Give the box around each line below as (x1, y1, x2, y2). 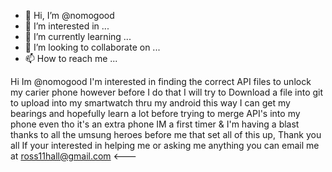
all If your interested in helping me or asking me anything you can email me (10, 140, 320, 151)
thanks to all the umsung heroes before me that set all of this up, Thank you (10, 129, 322, 140)
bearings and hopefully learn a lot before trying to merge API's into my (10, 108, 301, 119)
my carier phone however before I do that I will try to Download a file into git (10, 86, 324, 98)
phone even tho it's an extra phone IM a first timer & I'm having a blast (10, 118, 300, 130)
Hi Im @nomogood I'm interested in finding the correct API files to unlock (10, 76, 312, 87)
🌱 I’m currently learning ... (24, 31, 132, 42)
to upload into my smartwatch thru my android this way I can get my (10, 97, 291, 109)
